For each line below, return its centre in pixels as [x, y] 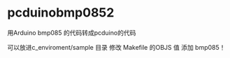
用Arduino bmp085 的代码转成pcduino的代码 [72, 32]
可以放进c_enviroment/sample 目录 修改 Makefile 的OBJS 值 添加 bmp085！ [116, 47]
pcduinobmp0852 [61, 13]
